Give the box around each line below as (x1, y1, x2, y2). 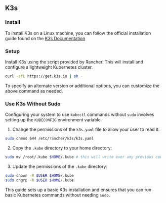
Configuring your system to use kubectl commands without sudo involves (5, 111, 154, 118)
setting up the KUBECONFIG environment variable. (5, 117, 102, 123)
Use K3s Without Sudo (5, 100, 61, 107)
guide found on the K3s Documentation (5, 35, 85, 41)
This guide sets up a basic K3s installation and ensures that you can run (5, 187, 152, 193)
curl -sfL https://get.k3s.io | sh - (5, 74, 83, 79)
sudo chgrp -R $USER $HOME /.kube (5, 178, 74, 183)
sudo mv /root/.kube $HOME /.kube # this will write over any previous (5, 154, 154, 160)
